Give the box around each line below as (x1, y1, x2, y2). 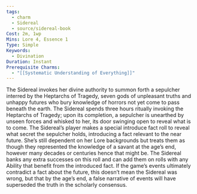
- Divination (11, 53, 44, 59)
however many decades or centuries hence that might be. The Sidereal (6, 150, 181, 157)
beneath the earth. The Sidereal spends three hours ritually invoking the (6, 105, 184, 112)
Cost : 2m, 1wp (6, 31, 42, 37)
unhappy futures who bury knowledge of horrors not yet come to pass (6, 99, 180, 106)
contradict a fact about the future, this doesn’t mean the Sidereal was (6, 168, 178, 176)
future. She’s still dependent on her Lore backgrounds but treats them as (6, 137, 186, 144)
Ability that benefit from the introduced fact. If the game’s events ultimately (6, 162, 191, 170)
